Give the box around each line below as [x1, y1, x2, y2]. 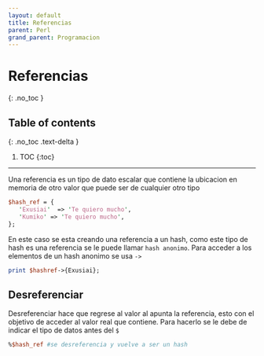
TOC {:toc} [19, 152, 55, 161]
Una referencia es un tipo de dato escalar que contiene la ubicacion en [8, 174, 237, 184]
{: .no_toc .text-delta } [8, 137, 79, 146]
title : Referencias [8, 19, 72, 27]
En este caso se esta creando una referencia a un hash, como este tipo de [8, 234, 249, 244]
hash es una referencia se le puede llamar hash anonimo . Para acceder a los [8, 243, 252, 252]
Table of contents [8, 116, 96, 130]
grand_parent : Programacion [8, 33, 101, 42]
